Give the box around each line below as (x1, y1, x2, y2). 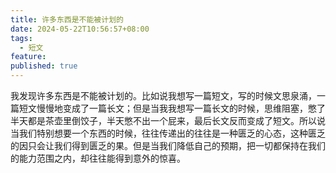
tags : (10, 33, 33, 43)
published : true (10, 61, 78, 71)
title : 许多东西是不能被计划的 (10, 14, 124, 25)
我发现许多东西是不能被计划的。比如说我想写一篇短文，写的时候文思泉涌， (10, 90, 317, 101)
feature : (10, 52, 47, 62)
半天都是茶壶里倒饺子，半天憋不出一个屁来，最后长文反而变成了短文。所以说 (10, 115, 326, 126)
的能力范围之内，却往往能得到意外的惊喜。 (10, 152, 186, 164)
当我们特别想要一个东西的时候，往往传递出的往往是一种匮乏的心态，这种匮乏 (10, 127, 326, 139)
